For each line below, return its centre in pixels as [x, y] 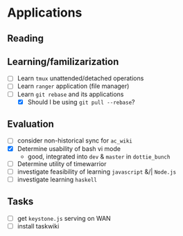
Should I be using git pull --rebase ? [81, 102]
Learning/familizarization [63, 61]
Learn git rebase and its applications [70, 94]
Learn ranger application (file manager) [73, 86]
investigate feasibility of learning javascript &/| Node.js [97, 172]
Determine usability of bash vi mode [69, 148]
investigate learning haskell [57, 179]
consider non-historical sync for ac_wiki [75, 140]
